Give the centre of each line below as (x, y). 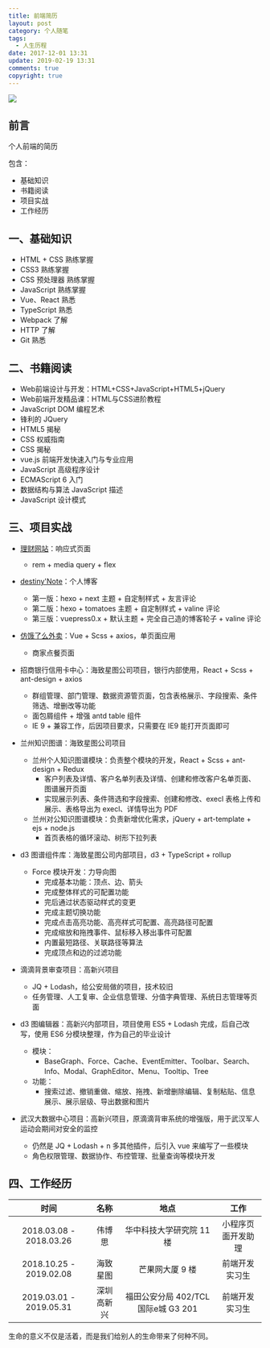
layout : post (30, 23)
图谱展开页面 (65, 788)
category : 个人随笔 (39, 31)
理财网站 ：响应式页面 (55, 548)
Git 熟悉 (33, 340)
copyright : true (35, 76)
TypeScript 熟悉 (46, 310)
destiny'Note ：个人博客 (59, 581)
